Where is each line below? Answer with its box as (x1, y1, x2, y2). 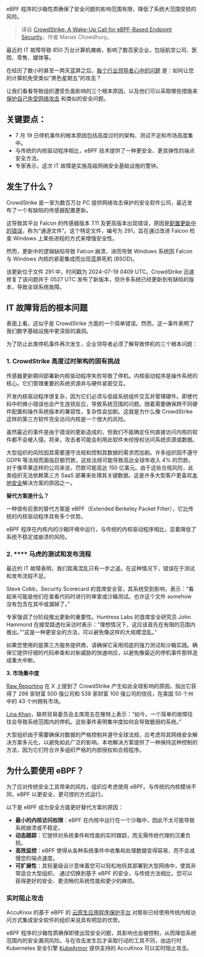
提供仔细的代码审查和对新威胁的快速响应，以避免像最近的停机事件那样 (16, 649, 192, 656)
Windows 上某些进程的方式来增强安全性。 (13, 235, 118, 242)
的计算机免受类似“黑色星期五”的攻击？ (6, 75, 102, 81)
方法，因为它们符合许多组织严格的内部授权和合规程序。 (6, 746, 144, 753)
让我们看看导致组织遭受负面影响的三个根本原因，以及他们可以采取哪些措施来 (6, 87, 198, 94)
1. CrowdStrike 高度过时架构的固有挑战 (6, 357, 120, 366)
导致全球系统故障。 (16, 283, 65, 290)
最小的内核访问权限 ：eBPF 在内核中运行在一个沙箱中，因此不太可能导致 (15, 816, 195, 823)
